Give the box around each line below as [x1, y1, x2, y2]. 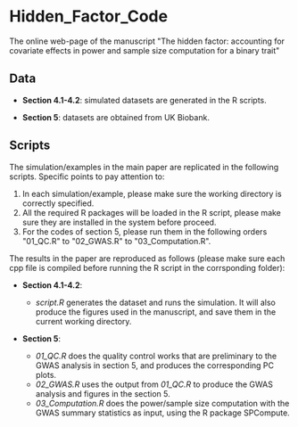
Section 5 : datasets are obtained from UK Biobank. [21, 111, 210, 122]
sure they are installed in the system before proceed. [21, 217, 217, 227]
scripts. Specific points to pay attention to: [9, 171, 165, 182]
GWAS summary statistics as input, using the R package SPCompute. [35, 407, 290, 418]
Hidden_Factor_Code [9, 6, 168, 27]
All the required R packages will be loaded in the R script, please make [21, 207, 281, 218]
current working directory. [35, 316, 132, 326]
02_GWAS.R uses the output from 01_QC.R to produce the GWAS [35, 379, 274, 390]
